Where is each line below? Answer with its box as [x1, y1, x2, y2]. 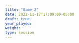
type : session [5, 30, 35, 35]
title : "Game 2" [5, 7, 39, 12]
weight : [5, 26, 21, 31]
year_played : [5, 21, 32, 26]
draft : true [5, 16, 30, 21]
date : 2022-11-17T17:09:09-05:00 [5, 12, 75, 17]
